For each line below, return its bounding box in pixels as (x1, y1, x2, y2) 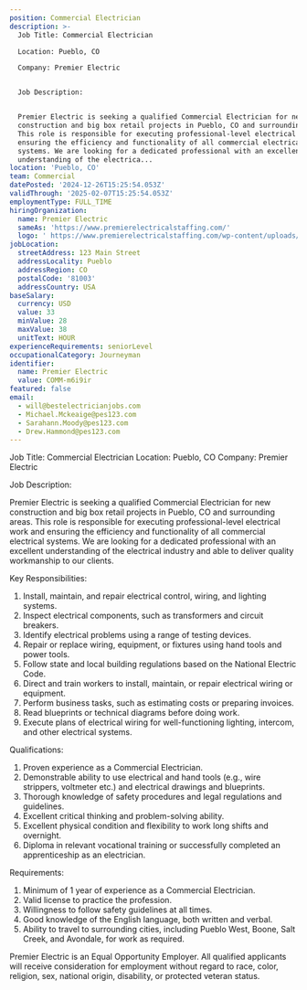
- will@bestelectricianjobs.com (17, 401, 142, 410)
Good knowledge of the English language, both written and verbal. (22, 914, 273, 925)
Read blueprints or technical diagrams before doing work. (22, 708, 240, 719)
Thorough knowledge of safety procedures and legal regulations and (22, 792, 282, 803)
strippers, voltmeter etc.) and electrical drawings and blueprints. (22, 782, 265, 793)
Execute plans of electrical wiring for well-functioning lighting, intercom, (22, 717, 295, 728)
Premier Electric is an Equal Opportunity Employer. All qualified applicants (9, 952, 287, 963)
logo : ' (17, 231, 48, 240)
